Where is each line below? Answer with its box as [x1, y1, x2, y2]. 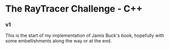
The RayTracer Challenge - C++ [5, 3, 143, 15]
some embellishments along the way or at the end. [5, 38, 112, 44]
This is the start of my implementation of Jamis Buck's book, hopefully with [5, 32, 164, 38]
